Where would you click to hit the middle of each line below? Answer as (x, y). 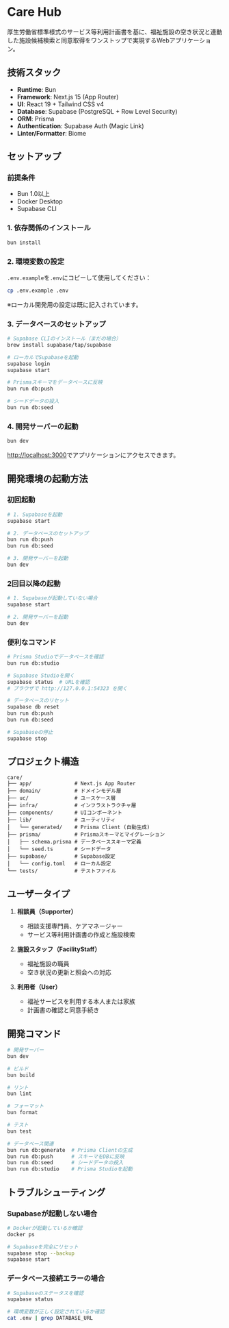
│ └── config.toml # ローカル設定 (59, 864)
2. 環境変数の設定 (36, 261)
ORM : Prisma (36, 119)
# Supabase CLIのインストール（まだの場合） (64, 339)
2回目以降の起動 (34, 583)
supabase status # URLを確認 (49, 682)
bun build (21, 1075)
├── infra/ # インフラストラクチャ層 (72, 806)
